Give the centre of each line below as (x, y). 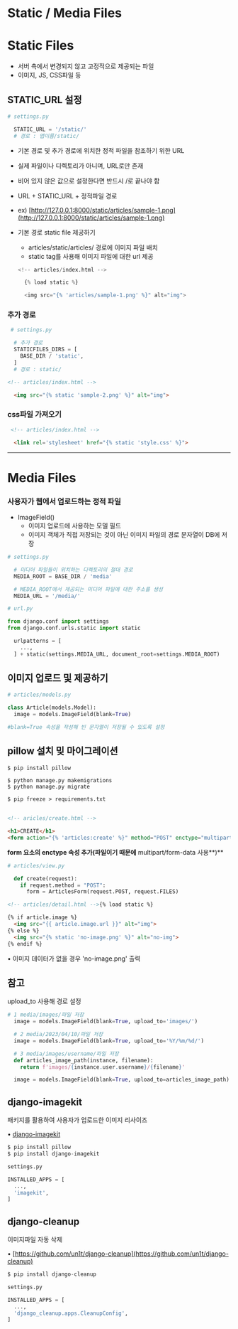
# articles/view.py (36, 865)
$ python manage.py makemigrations (60, 780)
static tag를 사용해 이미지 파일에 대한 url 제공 (91, 256)
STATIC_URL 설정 (45, 100)
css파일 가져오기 (35, 415)
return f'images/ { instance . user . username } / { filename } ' (103, 1067)
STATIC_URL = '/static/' (50, 129)
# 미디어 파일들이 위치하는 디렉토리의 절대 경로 (73, 570)
